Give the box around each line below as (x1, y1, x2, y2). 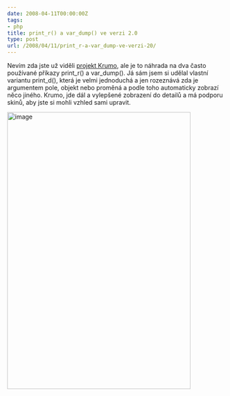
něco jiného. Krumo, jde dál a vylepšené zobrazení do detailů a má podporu (7, 91, 223, 99)
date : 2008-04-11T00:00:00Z (7, 10, 89, 17)
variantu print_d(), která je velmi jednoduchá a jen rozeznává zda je (7, 76, 199, 84)
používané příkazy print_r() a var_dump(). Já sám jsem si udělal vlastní (7, 69, 209, 77)
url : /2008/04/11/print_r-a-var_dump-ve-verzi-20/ (7, 42, 157, 49)
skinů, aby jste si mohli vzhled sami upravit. (7, 98, 132, 106)
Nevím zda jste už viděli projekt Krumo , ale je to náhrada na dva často (7, 62, 206, 69)
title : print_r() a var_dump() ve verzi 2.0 (7, 29, 138, 37)
